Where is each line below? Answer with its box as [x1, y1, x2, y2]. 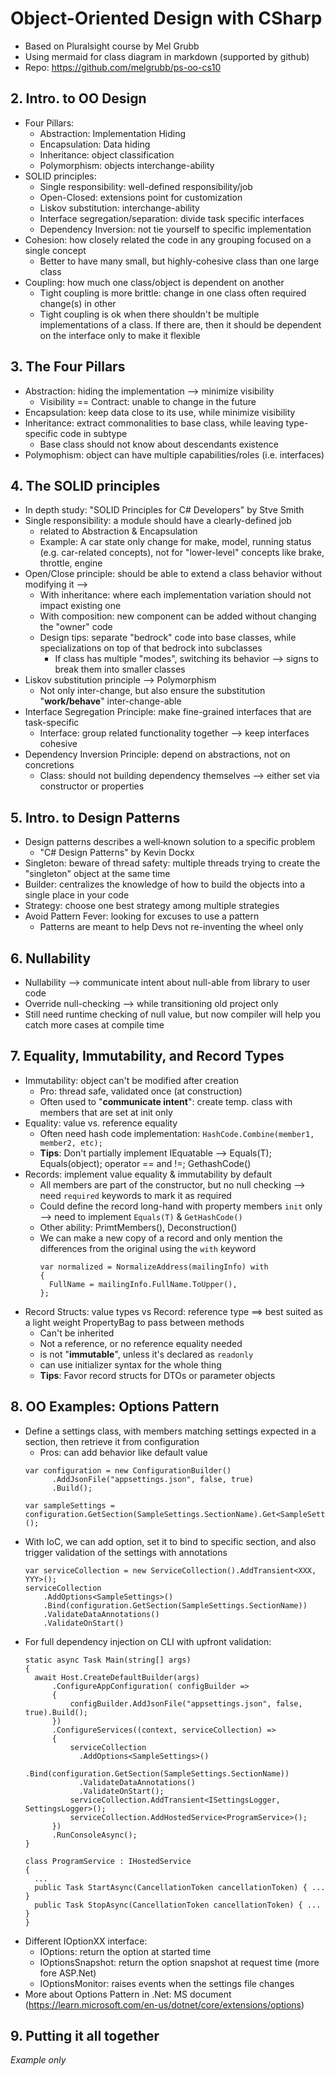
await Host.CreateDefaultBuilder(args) [34, 1672, 200, 1682]
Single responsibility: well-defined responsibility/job [39, 180, 253, 192]
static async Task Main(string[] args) [24, 1655, 192, 1665]
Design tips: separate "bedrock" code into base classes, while [39, 632, 297, 644]
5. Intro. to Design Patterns [10, 809, 181, 826]
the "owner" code [39, 621, 113, 633]
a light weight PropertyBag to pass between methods [24, 1316, 245, 1328]
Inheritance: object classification [39, 148, 175, 161]
